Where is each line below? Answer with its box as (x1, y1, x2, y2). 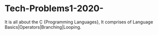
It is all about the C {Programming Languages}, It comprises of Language (4, 19, 154, 25)
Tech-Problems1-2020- (4, 3, 104, 14)
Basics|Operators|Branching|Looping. (4, 24, 81, 30)
